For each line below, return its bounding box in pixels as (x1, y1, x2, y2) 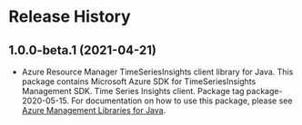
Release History (8, 6, 131, 27)
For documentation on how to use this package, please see (71, 95, 293, 106)
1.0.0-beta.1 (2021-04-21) (8, 43, 156, 58)
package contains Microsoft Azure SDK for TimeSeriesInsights (21, 76, 257, 87)
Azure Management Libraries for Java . (21, 105, 166, 115)
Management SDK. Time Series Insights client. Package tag (21, 86, 245, 96)
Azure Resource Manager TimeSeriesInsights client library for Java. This (21, 66, 294, 77)
